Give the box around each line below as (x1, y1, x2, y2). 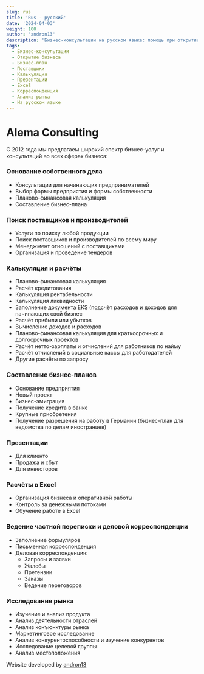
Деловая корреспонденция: (15, 549, 88, 557)
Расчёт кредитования (15, 284, 72, 292)
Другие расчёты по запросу (15, 355, 89, 363)
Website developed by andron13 (6, 661, 87, 668)
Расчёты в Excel (6, 480, 56, 488)
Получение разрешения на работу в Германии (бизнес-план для (15, 417, 184, 424)
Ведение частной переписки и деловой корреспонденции (6, 523, 188, 531)
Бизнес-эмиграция (15, 397, 65, 405)
